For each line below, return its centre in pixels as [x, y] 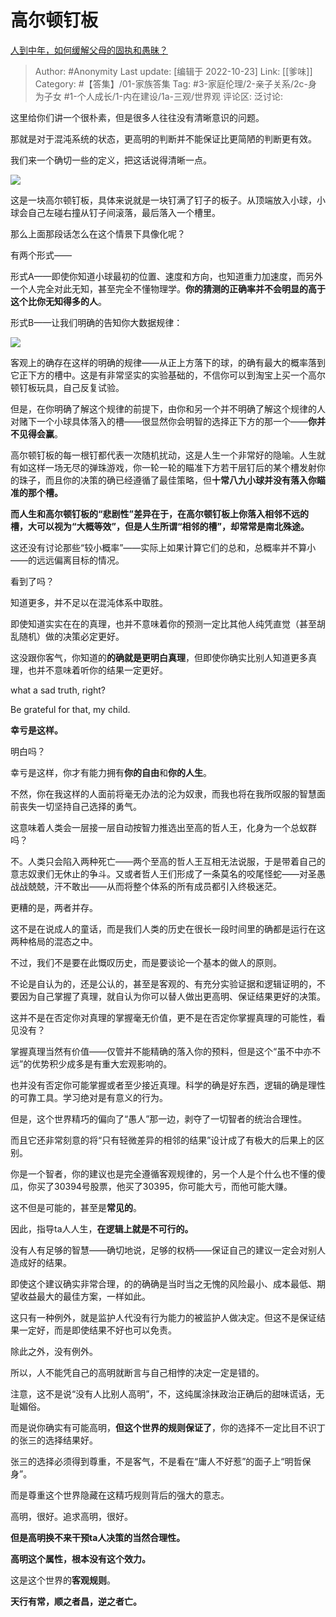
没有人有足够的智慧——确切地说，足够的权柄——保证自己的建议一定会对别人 [168, 1250]
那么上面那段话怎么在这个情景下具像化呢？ [98, 233]
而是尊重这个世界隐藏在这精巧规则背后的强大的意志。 [120, 1495]
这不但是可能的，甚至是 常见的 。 [76, 1207]
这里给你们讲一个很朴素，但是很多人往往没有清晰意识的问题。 [137, 117]
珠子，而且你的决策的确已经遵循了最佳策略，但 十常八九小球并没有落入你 [167, 480]
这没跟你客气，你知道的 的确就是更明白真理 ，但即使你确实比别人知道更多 [159, 657]
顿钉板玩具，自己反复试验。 [67, 387]
